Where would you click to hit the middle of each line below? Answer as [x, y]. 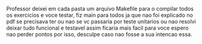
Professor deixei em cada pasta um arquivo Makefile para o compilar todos [100, 9]
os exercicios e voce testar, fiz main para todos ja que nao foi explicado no [99, 15]
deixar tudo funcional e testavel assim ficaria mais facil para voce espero [98, 28]
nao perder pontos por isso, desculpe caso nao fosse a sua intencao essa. [99, 34]
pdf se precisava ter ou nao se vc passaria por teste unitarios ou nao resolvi [101, 21]
